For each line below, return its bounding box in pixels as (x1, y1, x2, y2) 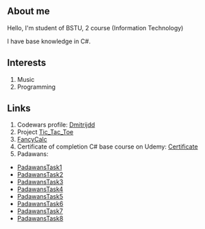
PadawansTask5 (16, 193, 64, 201)
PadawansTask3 (16, 178, 64, 186)
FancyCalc (16, 135, 47, 144)
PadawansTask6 (16, 199, 64, 208)
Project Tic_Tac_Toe (16, 128, 74, 136)
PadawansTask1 (16, 163, 62, 171)
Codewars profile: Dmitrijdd (16, 120, 95, 129)
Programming (16, 83, 56, 91)
